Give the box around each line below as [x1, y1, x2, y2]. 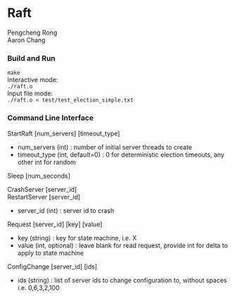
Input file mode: [7, 90, 53, 98]
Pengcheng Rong [7, 28, 58, 37]
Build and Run [7, 53, 56, 63]
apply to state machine [17, 248, 84, 257]
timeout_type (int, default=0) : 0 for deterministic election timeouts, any [17, 150, 225, 159]
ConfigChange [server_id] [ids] [7, 262, 97, 271]
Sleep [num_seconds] [7, 171, 70, 180]
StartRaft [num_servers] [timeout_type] [7, 129, 120, 138]
